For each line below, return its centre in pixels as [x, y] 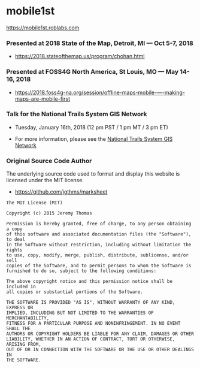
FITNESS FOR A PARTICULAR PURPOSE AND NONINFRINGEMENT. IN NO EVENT [93, 324]
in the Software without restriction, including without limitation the [99, 245]
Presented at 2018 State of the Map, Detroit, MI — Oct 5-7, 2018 [100, 43]
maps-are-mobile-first [43, 99]
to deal [16, 240]
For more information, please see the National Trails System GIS [94, 138]
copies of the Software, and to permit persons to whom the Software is [99, 266]
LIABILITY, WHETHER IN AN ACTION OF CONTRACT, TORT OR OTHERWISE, [91, 339]
